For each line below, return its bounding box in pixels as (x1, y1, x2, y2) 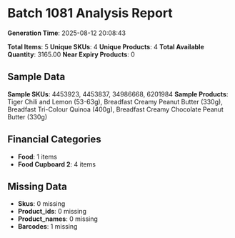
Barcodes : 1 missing (17, 222, 78, 231)
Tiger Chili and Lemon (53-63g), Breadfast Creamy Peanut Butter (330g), (7, 97, 223, 106)
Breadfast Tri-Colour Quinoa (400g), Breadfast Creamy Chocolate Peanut (7, 105, 224, 114)
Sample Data (7, 71, 66, 83)
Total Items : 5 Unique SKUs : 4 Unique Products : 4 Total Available (7, 42, 205, 51)
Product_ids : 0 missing (17, 207, 87, 216)
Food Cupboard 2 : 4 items (17, 159, 96, 169)
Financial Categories (7, 134, 101, 146)
